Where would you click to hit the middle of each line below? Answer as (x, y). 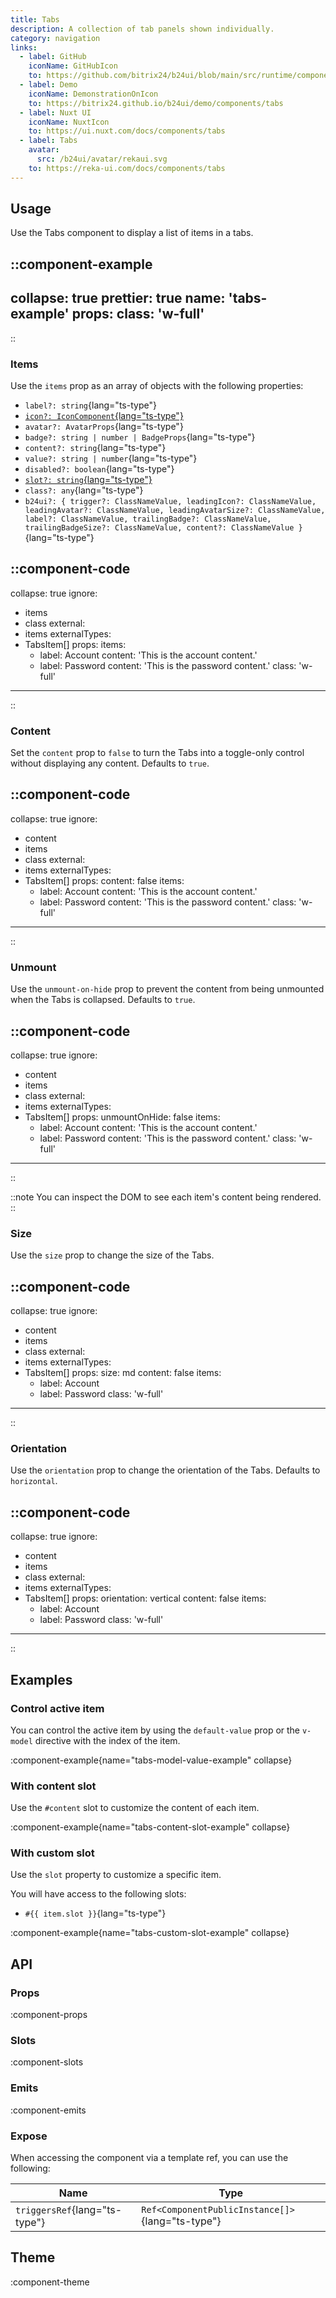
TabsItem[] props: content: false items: (104, 880)
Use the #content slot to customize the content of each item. (135, 1808)
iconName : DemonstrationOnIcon (93, 94)
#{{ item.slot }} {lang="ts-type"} (95, 1913)
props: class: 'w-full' (138, 314)
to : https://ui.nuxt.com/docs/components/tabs (127, 131)
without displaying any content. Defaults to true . (110, 763)
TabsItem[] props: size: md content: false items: (123, 1373)
